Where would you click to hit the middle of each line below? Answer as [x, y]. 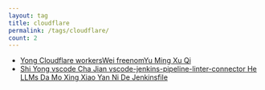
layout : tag [28, 16]
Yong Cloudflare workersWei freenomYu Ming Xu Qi [105, 61]
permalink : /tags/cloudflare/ [59, 30]
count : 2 [23, 38]
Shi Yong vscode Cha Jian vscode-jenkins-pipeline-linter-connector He [138, 69]
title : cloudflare [39, 23]
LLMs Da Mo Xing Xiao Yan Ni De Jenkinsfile [94, 77]
